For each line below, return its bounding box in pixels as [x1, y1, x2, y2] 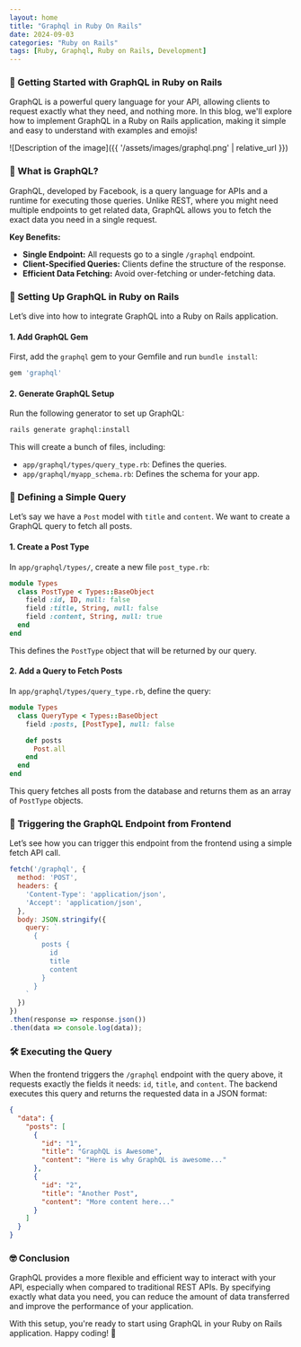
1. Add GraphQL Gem [9, 331, 89, 342]
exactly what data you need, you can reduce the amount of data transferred [9, 1291, 290, 1302]
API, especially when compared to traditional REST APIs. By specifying [9, 1281, 271, 1293]
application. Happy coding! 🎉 [9, 1328, 117, 1339]
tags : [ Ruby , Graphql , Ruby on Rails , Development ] [9, 47, 207, 56]
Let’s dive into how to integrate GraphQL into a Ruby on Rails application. [9, 311, 279, 321]
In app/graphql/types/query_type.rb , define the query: [9, 686, 211, 696]
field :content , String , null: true [25, 612, 164, 621]
